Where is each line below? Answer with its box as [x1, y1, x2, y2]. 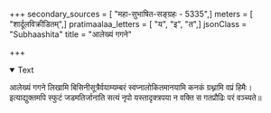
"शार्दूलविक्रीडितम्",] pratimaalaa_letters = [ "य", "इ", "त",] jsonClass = [9, 19, 248, 29]
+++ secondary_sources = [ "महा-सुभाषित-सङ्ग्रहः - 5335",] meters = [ [9, 9, 253, 19]
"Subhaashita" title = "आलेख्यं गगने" [9, 29, 133, 40]
